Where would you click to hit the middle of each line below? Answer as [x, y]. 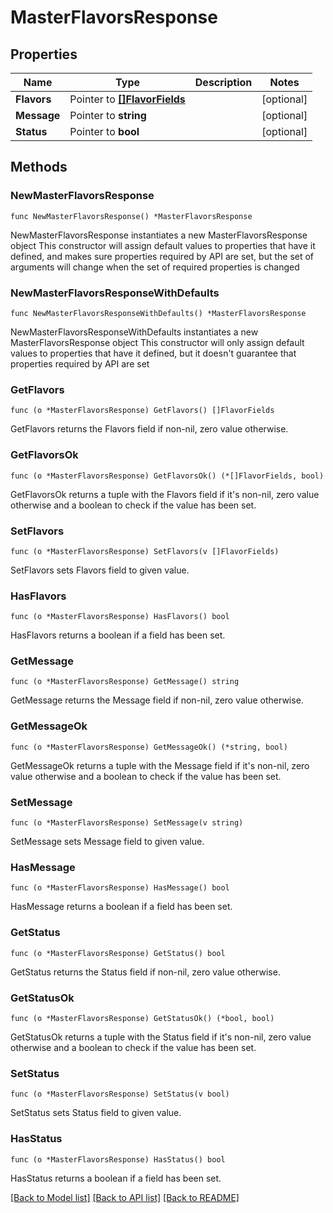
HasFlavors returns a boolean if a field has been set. [118, 635]
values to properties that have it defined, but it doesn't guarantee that [153, 353]
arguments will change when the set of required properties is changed [155, 267]
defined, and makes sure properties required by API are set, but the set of [162, 256]
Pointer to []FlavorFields [127, 99]
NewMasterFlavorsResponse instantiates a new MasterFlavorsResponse [159, 235]
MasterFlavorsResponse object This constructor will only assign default [157, 342]
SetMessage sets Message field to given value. [107, 842]
